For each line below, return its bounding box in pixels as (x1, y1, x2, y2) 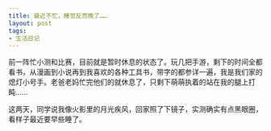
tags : (8, 27, 27, 35)
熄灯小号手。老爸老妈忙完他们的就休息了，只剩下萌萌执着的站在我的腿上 (8, 77, 248, 87)
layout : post (8, 19, 52, 27)
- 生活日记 (8, 34, 40, 43)
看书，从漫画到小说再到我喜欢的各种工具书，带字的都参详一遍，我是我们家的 (8, 68, 263, 77)
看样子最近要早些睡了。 (8, 114, 86, 125)
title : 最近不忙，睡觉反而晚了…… (8, 11, 107, 20)
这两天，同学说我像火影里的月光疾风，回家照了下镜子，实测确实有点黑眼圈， (8, 104, 263, 114)
